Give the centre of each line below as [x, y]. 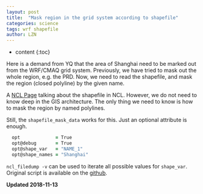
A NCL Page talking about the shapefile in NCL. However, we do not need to [101, 95]
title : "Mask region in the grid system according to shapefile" [92, 18]
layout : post [23, 12]
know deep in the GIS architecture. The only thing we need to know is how [100, 102]
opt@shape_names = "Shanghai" [50, 154]
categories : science [33, 23]
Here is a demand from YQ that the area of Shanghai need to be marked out [101, 64]
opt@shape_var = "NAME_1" [48, 149]
